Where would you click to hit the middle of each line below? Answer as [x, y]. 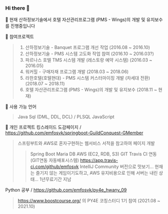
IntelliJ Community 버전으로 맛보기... [117, 167]
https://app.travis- [99, 161]
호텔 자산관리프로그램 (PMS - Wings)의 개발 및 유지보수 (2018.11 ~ [91, 90]
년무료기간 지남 [56, 179]
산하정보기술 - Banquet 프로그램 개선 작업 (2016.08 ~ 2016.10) [88, 47]
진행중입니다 [23, 26]
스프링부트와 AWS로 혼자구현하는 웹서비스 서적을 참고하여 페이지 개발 [86, 143]
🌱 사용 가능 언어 [21, 107]
